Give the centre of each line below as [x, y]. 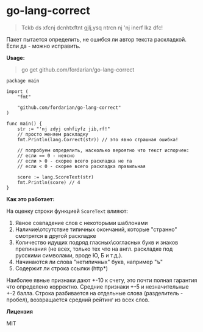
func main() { [24, 124]
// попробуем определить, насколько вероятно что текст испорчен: [103, 150]
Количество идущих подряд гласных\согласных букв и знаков [97, 242]
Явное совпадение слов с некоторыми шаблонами [81, 223]
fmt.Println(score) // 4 [49, 182]
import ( [17, 91]
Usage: [16, 57]
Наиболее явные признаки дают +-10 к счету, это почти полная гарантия [102, 280]
